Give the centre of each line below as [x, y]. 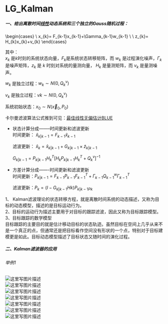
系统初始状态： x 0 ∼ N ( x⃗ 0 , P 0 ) [37, 107]
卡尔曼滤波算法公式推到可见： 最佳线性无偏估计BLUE [59, 118]
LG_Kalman [29, 9]
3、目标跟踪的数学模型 [28, 217]
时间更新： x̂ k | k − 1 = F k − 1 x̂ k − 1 [44, 135]
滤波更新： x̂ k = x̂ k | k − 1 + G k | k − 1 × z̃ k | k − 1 [55, 147]
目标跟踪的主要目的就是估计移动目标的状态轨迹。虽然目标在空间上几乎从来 [82, 224]
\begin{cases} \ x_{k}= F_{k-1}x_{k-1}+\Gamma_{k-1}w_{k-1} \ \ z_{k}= [77, 36]
